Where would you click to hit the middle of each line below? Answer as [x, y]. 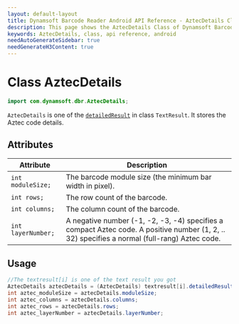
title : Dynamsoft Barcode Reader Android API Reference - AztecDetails [116, 21]
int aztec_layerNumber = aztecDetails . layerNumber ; [85, 313]
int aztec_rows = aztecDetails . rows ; [63, 306]
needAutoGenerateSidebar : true [54, 41]
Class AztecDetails [65, 82]
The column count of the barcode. [123, 209]
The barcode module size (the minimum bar [139, 177]
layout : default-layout [43, 14]
